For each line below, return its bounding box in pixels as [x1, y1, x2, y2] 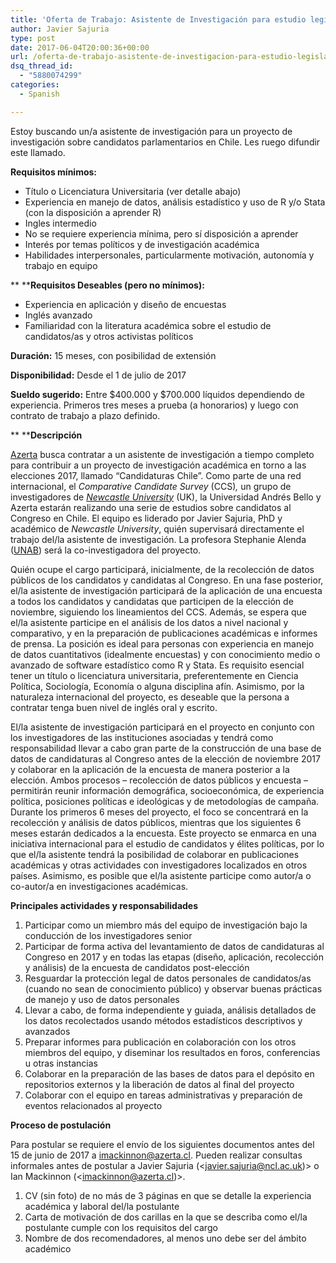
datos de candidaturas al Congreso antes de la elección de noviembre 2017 [10, 752, 321, 765]
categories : [10, 80, 60, 90]
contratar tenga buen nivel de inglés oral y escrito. [10, 701, 218, 713]
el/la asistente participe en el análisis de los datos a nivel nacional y [10, 616, 289, 628]
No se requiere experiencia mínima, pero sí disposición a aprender [24, 227, 299, 240]
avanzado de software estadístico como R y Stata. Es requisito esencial [10, 659, 305, 671]
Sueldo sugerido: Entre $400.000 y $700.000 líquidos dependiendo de [10, 388, 305, 400]
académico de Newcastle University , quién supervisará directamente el [10, 522, 305, 535]
